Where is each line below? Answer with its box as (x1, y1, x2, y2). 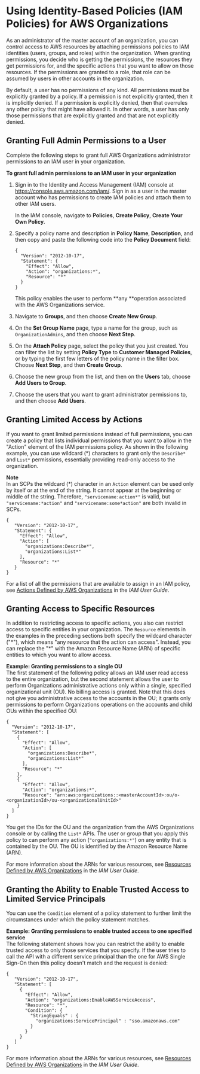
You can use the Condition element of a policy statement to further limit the (6, 909, 192, 917)
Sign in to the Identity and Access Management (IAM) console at (14, 181, 174, 188)
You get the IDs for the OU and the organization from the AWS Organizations (6, 824, 194, 831)
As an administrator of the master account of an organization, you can (6, 36, 179, 44)
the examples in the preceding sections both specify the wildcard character (6, 632, 192, 640)
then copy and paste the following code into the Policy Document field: (14, 236, 191, 243)
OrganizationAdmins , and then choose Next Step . (14, 330, 136, 337)
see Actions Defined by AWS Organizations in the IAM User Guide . (6, 586, 170, 594)
